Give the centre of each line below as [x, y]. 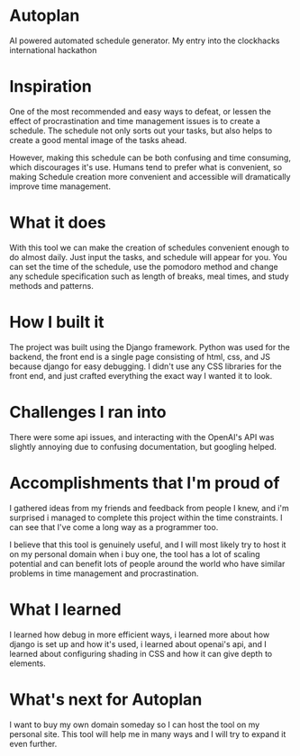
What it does [58, 223]
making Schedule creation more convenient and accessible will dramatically [150, 176]
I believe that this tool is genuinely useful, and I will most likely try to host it [148, 544]
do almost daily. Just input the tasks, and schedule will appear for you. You [148, 256]
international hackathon [53, 49]
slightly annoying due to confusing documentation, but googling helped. [143, 446]
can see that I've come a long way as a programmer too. [114, 526]
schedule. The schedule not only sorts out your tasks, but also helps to [141, 130]
